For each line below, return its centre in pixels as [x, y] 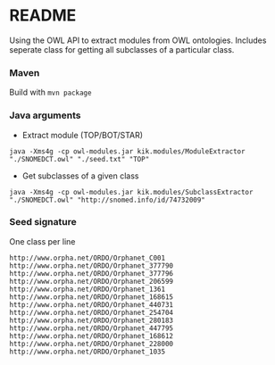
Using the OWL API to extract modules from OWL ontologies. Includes [138, 40]
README [43, 16]
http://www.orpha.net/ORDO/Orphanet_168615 [92, 297]
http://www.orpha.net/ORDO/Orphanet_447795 [92, 328]
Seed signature [43, 222]
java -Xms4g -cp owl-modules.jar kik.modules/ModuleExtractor [127, 151]
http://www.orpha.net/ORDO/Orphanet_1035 [87, 352]
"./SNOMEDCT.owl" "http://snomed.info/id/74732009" [107, 200]
